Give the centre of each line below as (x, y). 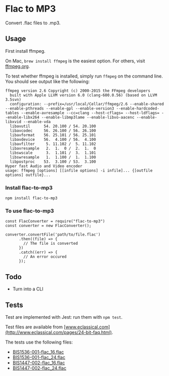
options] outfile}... (28, 175)
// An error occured (45, 257)
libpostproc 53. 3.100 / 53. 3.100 (53, 162)
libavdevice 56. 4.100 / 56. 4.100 (53, 139)
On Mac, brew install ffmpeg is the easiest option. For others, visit (75, 61)
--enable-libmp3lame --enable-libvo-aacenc (88, 117)
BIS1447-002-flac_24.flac (39, 368)
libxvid (13, 122)
